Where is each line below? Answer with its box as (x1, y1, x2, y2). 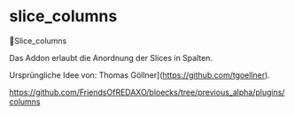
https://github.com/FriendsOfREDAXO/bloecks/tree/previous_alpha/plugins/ (9, 87, 285, 97)
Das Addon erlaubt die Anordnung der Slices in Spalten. (9, 52, 213, 63)
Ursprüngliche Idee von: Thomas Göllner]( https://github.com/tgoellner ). (9, 69, 270, 80)
